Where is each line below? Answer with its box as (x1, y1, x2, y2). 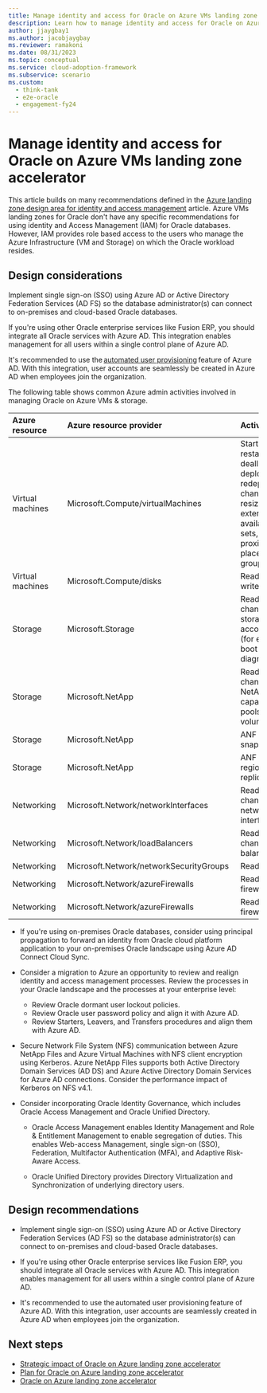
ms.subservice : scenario (8, 71, 91, 79)
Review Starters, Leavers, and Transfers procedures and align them (31, 1017, 253, 1026)
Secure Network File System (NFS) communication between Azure (19, 1041, 238, 1050)
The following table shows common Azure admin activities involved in (8, 387, 237, 397)
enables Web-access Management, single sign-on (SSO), (31, 1139, 220, 1148)
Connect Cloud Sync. (19, 952, 90, 961)
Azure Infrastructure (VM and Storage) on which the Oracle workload (8, 237, 234, 247)
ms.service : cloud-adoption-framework (8, 64, 137, 72)
